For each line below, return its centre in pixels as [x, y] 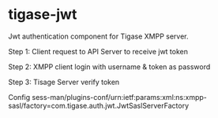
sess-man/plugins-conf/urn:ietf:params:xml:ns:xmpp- [119, 97]
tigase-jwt [43, 15]
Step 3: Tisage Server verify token [64, 82]
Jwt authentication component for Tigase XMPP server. [98, 36]
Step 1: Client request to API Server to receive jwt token [98, 51]
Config [19, 97]
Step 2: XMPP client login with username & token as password [109, 66]
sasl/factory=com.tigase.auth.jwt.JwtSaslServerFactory [99, 105]
